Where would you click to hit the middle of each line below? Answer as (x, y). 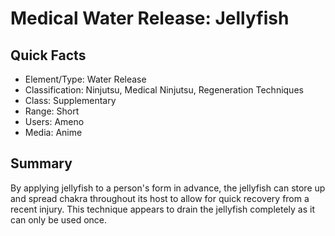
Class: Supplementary (70, 100)
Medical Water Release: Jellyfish (150, 18)
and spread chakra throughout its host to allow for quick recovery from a (160, 198)
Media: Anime (53, 132)
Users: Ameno (54, 121)
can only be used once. (59, 219)
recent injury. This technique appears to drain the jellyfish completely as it (162, 209)
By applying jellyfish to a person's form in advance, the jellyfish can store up (168, 188)
